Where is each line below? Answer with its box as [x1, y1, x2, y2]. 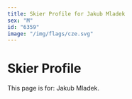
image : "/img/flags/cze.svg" [7, 30, 94, 37]
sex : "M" [7, 17, 33, 24]
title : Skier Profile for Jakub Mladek [7, 10, 126, 18]
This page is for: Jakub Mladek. [7, 84, 100, 93]
